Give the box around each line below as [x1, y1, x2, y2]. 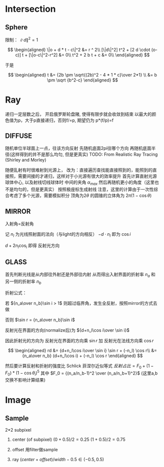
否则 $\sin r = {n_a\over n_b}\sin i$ [5, 317, 75, 323]
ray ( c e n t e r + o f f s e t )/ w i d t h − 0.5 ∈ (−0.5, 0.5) [12, 457, 104, 463]
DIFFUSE [5, 132, 32, 140]
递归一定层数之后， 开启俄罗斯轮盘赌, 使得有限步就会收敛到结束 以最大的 [5, 111, 152, 117]
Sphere [5, 23, 28, 31]
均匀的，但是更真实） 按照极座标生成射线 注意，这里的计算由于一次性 [13, 187, 154, 192]
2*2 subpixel [5, 427, 32, 433]
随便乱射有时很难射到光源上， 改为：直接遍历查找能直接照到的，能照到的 [5, 167, 153, 173]
